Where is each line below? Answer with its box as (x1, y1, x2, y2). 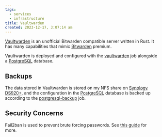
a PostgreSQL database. (5, 58, 54, 64)
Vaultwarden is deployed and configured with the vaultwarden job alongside (5, 53, 158, 59)
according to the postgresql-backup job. (5, 95, 86, 101)
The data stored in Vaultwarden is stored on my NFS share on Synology (5, 85, 148, 91)
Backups (5, 72, 32, 80)
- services (9, 12, 32, 16)
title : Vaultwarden (5, 20, 45, 26)
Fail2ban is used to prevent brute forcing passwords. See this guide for (5, 122, 147, 128)
